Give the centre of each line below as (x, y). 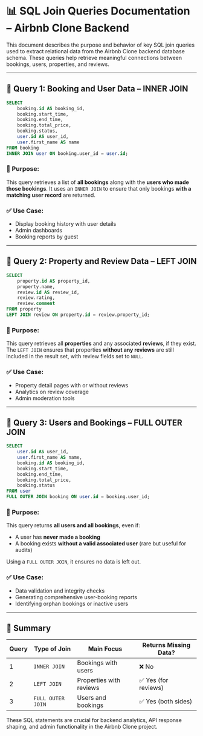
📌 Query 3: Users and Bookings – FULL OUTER (94, 423)
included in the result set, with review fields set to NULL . (75, 356)
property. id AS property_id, (54, 281)
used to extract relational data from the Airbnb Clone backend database (96, 51)
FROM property (24, 309)
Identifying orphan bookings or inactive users (72, 603)
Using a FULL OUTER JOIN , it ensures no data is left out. (73, 562)
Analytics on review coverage (52, 392)
